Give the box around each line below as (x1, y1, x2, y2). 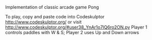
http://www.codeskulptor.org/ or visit (5, 19, 82, 25)
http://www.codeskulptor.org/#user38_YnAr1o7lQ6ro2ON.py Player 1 (5, 24, 147, 30)
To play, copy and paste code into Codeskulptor (5, 14, 105, 19)
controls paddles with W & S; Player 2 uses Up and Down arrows (5, 30, 139, 35)
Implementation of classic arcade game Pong (5, 4, 99, 10)
